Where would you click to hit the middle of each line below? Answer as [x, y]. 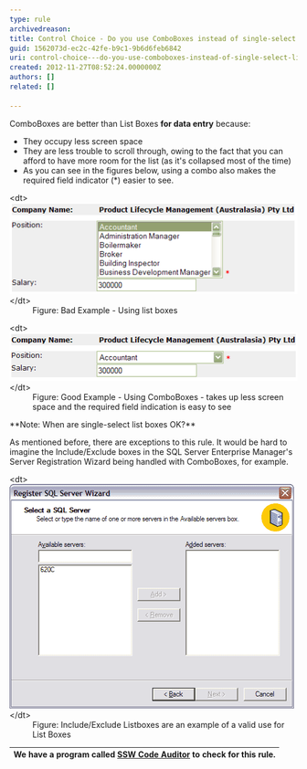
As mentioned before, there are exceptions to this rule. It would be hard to [148, 442]
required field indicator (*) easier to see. [98, 180]
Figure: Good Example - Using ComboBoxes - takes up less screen [158, 396]
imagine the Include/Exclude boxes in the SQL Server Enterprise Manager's [151, 451]
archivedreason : [40, 29]
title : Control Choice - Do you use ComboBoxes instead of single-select [153, 38]
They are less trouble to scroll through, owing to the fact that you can [153, 151]
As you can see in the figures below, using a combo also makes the [149, 170]
